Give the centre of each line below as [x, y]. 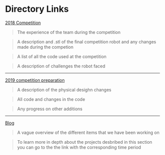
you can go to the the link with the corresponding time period [79, 147]
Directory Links [37, 9]
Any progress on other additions [50, 109]
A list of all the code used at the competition [62, 56]
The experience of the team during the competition [69, 32]
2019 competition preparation [35, 80]
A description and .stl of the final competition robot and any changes [86, 42]
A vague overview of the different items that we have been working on [88, 132]
